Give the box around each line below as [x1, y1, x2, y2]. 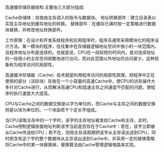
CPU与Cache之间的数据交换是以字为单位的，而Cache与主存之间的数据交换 [5, 101, 156, 107]
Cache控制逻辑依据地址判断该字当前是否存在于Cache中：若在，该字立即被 [5, 124, 155, 129]
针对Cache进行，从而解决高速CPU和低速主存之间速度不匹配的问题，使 [9, 85, 151, 90]
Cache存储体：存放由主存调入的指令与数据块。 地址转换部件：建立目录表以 [5, 15, 156, 21]
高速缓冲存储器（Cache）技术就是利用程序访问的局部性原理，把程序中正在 [5, 72, 155, 78]
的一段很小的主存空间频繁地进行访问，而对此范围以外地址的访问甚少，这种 [5, 56, 155, 61]
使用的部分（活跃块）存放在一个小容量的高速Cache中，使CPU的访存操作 [5, 78, 151, 84]
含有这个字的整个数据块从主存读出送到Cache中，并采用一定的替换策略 [13, 136, 155, 141]
